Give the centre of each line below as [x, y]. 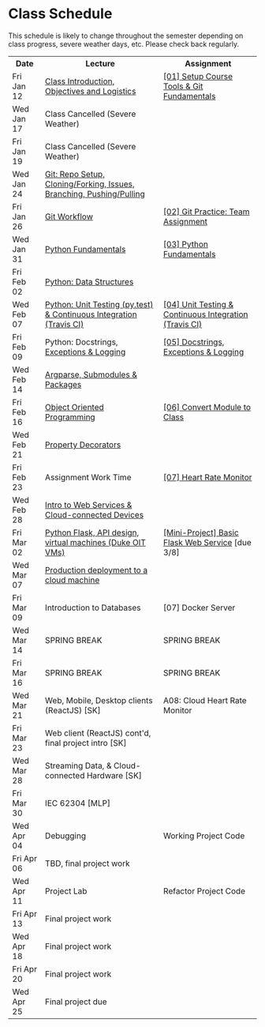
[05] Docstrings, [194, 342]
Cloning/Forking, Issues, [90, 184]
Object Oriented [74, 407]
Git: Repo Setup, [75, 174]
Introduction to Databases [93, 608]
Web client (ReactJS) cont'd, [98, 733]
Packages [63, 384]
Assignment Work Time [88, 477]
